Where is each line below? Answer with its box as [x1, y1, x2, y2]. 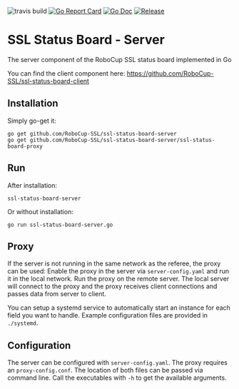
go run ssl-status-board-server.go [7, 221, 113, 228]
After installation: [7, 181, 58, 189]
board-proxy [7, 143, 43, 150]
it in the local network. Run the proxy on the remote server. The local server [7, 275, 230, 283]
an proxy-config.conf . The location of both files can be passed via [7, 366, 203, 375]
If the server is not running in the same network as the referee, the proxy [7, 259, 221, 268]
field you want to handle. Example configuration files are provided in [7, 311, 208, 320]
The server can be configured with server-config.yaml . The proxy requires [7, 358, 228, 367]
